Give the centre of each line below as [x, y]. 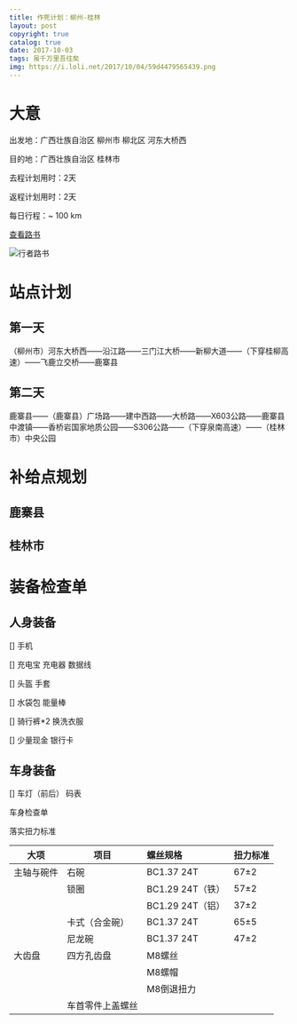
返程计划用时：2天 [43, 196]
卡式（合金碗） [98, 923]
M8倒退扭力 [172, 989]
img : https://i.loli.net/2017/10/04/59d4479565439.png [113, 67]
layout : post [33, 26]
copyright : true [39, 34]
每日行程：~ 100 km [46, 215]
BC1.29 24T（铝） [186, 906]
